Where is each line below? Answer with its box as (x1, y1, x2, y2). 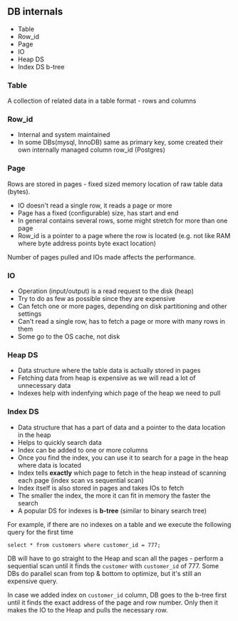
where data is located (17, 461, 82, 469)
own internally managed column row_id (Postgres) (17, 145, 166, 154)
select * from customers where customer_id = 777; (7, 541, 161, 548)
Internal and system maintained (17, 130, 110, 139)
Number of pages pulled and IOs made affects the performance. (7, 252, 196, 261)
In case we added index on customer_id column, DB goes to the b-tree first (7, 590, 227, 599)
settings (17, 309, 42, 318)
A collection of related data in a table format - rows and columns (7, 96, 197, 106)
